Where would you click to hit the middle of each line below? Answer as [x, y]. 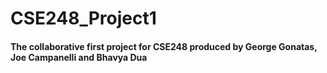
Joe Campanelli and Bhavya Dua [79, 57]
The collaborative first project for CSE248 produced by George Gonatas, [164, 46]
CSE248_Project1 [83, 18]
